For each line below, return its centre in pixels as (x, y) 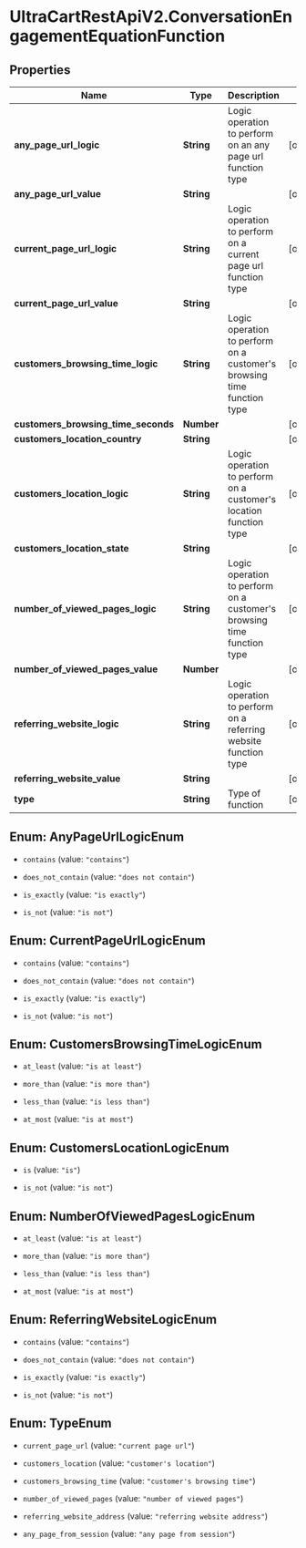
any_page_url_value (58, 194)
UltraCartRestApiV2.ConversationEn (151, 17)
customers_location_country (78, 439)
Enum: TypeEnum (61, 1424)
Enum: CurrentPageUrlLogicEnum (108, 941)
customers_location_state (71, 548)
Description (254, 95)
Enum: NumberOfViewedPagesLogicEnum (133, 1216)
